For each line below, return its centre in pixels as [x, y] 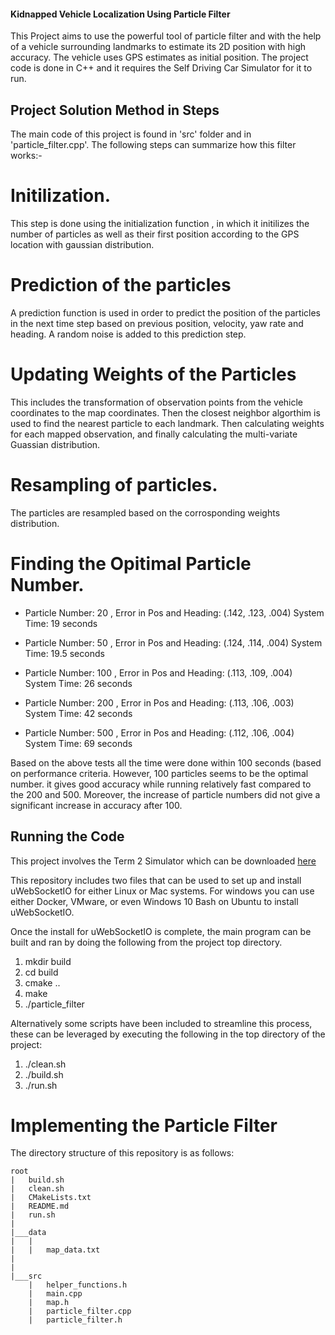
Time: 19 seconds [61, 623]
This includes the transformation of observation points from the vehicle [157, 402]
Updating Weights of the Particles [153, 374]
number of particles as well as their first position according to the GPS [155, 234]
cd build [41, 972]
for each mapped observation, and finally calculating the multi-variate [154, 434]
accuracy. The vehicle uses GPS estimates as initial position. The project [159, 57]
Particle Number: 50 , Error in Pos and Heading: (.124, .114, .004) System [173, 642]
